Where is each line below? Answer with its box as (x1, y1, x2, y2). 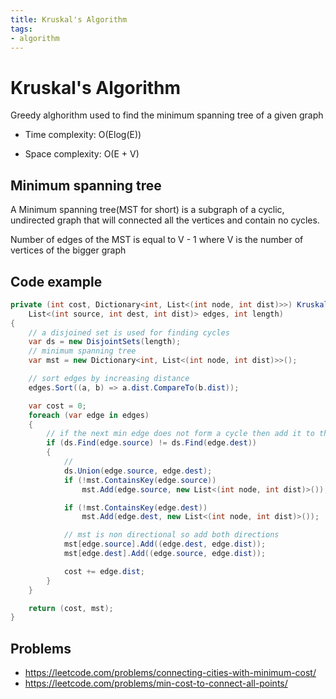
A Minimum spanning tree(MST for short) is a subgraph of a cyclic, (10, 204, 285, 216)
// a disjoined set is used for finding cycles (28, 327, 230, 338)
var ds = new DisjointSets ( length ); (28, 337, 182, 347)
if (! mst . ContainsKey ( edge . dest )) (63, 502, 208, 513)
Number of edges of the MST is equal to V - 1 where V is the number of (10, 234, 304, 246)
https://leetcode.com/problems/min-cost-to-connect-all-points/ (24, 677, 288, 690)
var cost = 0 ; (28, 401, 87, 411)
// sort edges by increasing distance (28, 374, 190, 384)
